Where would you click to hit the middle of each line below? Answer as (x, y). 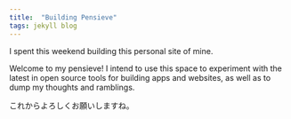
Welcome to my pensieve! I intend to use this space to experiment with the (146, 68)
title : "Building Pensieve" (63, 17)
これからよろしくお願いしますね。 (72, 105)
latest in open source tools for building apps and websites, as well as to (140, 77)
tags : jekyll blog (43, 26)
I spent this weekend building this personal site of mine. (111, 51)
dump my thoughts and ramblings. (72, 87)
